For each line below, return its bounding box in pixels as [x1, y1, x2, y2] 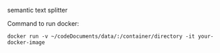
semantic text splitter [7, 6, 68, 14]
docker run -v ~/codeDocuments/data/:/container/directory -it [7, 33, 196, 40]
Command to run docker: [7, 20, 80, 27]
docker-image [7, 39, 45, 46]
